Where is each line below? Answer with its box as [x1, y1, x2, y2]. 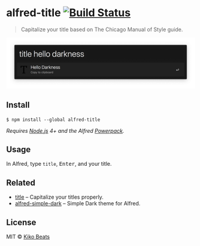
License [6, 217, 37, 227]
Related [6, 177, 36, 188]
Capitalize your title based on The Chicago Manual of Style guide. [20, 26, 183, 33]
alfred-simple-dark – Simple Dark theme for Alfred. [14, 200, 141, 207]
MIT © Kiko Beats [6, 233, 50, 241]
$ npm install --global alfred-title [6, 117, 101, 123]
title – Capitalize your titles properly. [14, 193, 104, 201]
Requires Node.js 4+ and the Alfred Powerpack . [6, 127, 125, 134]
